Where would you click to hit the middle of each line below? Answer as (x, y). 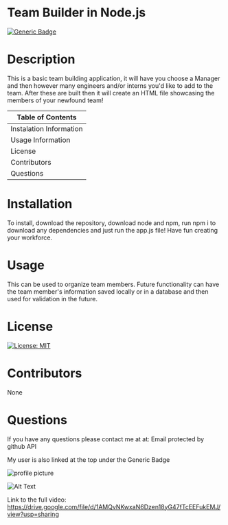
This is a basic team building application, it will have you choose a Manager (114, 78)
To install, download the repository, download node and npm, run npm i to (112, 223)
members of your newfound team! (55, 100)
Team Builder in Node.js (77, 13)
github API (22, 446)
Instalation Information (47, 128)
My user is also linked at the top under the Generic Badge (89, 459)
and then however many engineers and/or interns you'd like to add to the (110, 85)
